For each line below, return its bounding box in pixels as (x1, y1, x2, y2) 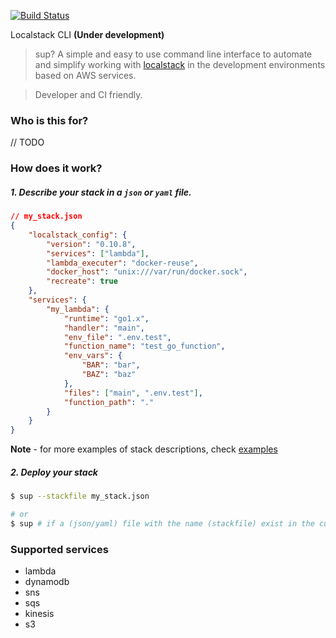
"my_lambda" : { (46, 304, 110, 314)
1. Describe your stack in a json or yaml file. (10, 186, 192, 198)
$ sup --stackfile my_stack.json (10, 491, 150, 502)
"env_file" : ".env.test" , (63, 332, 172, 342)
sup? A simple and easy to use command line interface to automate (34, 48, 313, 60)
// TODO (10, 136, 45, 149)
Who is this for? (10, 113, 89, 127)
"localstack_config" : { (28, 230, 128, 240)
